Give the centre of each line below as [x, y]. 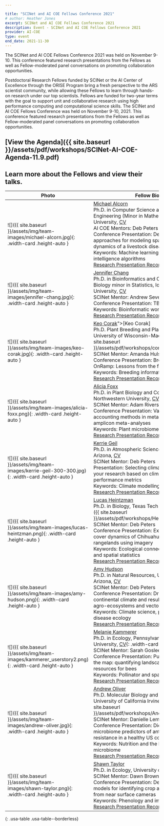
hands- [147, 90]
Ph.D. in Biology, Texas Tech [126, 506]
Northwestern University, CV [126, 399]
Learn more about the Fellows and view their [74, 174]
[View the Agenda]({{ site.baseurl [58, 142]
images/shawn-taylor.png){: [40, 788]
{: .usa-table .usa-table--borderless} [42, 819]
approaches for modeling [122, 240]
